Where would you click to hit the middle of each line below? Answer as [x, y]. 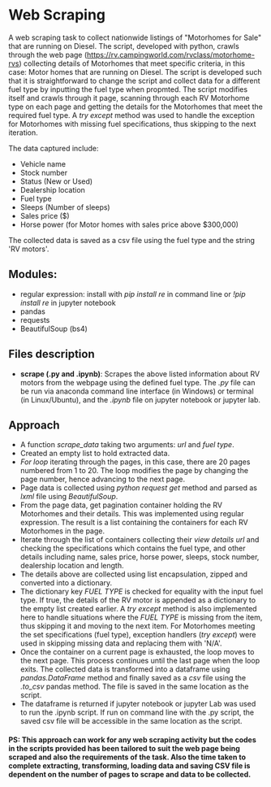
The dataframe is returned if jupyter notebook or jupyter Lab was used [138, 704]
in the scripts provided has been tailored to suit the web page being [125, 748]
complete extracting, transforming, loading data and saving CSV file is [129, 765]
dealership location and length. [72, 566]
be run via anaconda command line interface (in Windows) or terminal [137, 391]
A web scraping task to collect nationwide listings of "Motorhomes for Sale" [135, 37]
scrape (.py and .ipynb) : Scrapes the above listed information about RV [140, 374]
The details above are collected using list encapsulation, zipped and [133, 574]
